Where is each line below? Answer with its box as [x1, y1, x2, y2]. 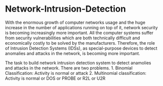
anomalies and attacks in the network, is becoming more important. [5, 50, 140, 56]
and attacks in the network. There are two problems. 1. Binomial [5, 65, 133, 71]
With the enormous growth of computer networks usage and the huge [5, 19, 145, 25]
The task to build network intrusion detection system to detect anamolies [5, 60, 151, 66]
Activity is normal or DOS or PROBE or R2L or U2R [5, 75, 106, 81]
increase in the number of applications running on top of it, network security [5, 24, 158, 30]
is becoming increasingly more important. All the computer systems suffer [5, 30, 154, 35]
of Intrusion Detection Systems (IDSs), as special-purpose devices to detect [5, 45, 158, 51]
